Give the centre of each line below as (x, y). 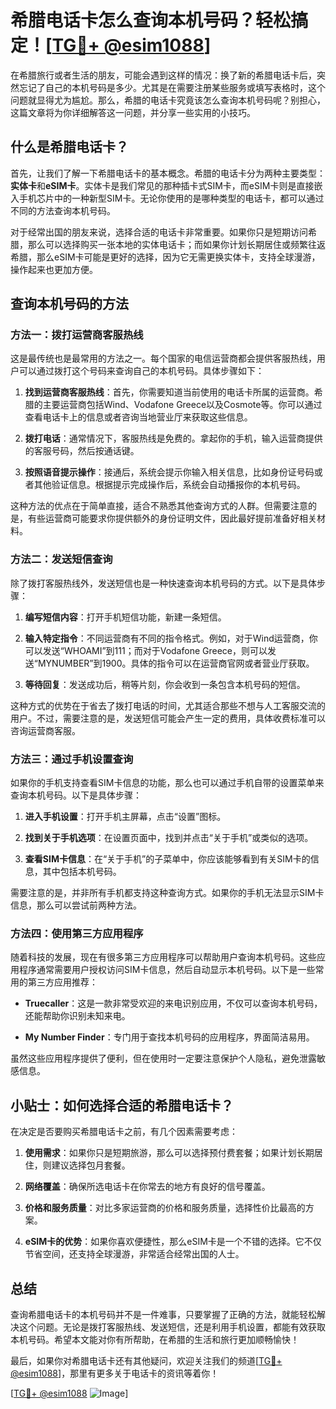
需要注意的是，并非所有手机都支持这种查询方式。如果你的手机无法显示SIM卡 (167, 893)
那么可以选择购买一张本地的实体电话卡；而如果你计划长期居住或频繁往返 (176, 244)
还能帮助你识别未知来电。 (77, 1016)
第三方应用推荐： (62, 982)
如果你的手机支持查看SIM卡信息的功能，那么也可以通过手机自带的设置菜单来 (167, 783)
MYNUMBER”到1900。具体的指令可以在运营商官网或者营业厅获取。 (176, 663)
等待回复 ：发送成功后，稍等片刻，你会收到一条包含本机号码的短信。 (165, 684)
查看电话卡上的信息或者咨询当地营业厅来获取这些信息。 (138, 417)
